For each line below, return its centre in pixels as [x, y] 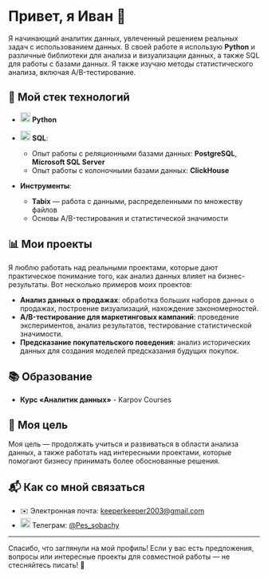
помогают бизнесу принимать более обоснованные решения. [114, 461]
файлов [44, 210]
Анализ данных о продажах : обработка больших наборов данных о [137, 300]
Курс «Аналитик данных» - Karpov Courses [95, 400]
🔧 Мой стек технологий [69, 98]
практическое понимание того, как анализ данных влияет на [112, 276]
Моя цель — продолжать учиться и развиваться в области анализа [124, 444]
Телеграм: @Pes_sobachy [75, 525]
